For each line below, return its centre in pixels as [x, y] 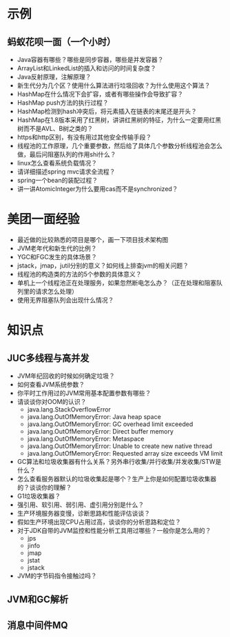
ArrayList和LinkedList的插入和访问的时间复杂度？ [87, 68]
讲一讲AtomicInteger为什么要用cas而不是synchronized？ [97, 189]
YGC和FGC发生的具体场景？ [57, 256]
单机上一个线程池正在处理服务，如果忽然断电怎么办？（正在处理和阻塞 [117, 283]
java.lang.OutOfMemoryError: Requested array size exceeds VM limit [125, 453]
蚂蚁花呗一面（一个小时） [61, 42]
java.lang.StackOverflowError [69, 409]
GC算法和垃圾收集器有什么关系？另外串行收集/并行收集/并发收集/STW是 [119, 461]
